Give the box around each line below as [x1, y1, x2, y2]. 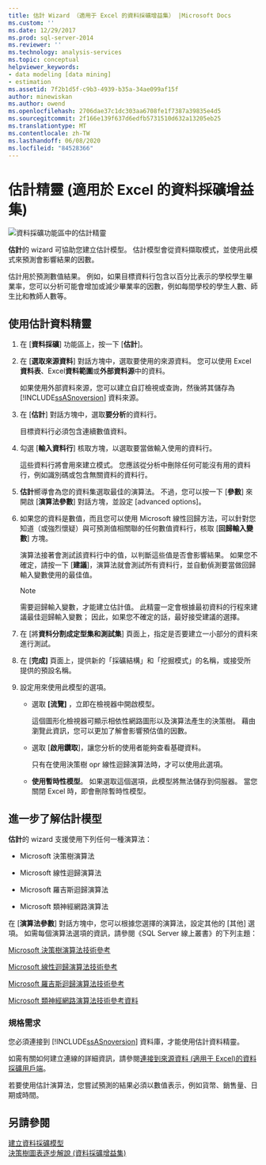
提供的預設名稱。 [19, 666, 76, 676]
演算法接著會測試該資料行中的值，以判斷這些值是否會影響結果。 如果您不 [19, 550, 258, 560]
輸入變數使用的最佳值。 [19, 570, 97, 580]
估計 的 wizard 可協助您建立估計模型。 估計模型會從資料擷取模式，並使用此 [8, 245, 251, 254]
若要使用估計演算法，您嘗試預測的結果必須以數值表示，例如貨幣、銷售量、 [8, 1080, 251, 1090]
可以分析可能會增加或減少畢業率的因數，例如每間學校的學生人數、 [35, 282, 251, 291]
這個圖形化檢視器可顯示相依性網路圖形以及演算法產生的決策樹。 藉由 [31, 716, 256, 725]
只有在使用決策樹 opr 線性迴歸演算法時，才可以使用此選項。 [31, 760, 227, 769]
